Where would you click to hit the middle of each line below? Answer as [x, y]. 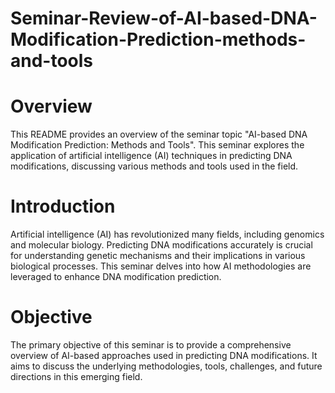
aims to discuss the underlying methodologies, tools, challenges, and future [166, 366]
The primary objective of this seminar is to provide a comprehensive [151, 345]
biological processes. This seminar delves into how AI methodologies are [161, 266]
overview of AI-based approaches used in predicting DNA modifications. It [164, 355]
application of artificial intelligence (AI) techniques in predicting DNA [151, 156]
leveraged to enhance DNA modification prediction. [116, 277]
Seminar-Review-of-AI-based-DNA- [164, 18]
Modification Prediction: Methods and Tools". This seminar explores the [157, 145]
